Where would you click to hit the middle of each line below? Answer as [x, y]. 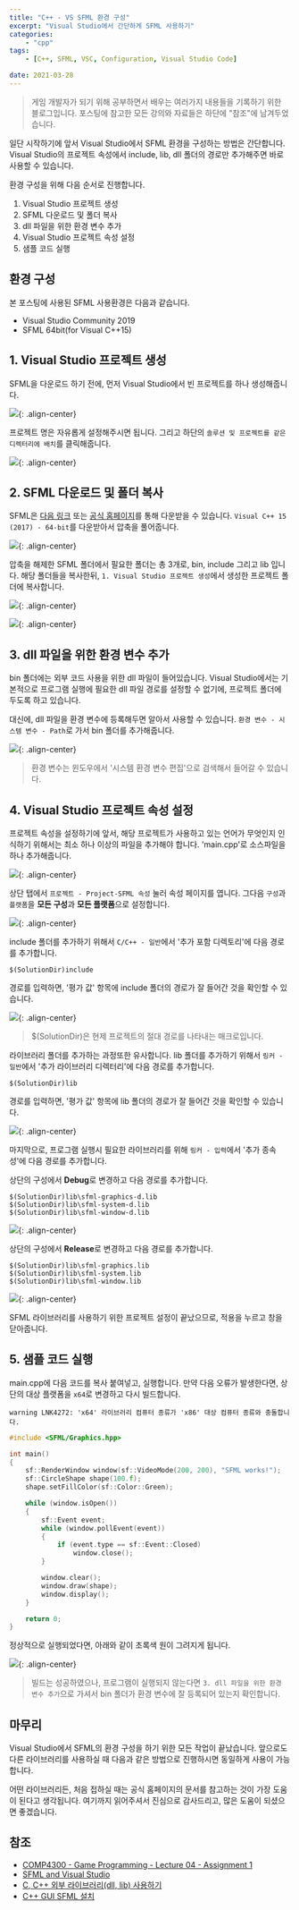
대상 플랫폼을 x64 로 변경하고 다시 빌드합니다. [103, 1394]
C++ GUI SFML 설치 [58, 1896]
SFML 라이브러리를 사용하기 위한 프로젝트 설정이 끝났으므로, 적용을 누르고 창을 [146, 1317]
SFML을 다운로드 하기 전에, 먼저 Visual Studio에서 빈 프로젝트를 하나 [129, 383]
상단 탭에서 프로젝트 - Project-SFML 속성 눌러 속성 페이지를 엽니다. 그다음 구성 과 [148, 893]
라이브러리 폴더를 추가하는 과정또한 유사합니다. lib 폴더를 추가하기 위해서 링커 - [146, 1055]
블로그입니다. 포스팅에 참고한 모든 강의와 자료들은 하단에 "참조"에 [145, 113]
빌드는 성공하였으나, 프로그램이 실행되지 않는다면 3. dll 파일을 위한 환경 [156, 1683]
